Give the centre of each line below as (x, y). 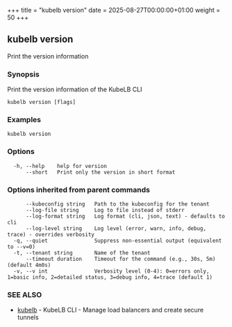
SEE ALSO (25, 294)
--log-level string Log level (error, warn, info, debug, (116, 229)
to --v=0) (22, 247)
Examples (24, 120)
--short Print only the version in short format (100, 172)
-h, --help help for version (60, 166)
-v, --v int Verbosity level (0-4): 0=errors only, (111, 271)
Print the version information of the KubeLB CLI (75, 89)
